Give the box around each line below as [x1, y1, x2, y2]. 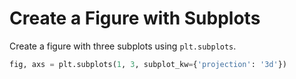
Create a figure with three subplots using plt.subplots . [9, 40, 237, 52]
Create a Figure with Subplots [9, 7, 261, 30]
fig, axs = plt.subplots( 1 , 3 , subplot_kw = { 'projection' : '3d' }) [9, 59, 287, 69]
